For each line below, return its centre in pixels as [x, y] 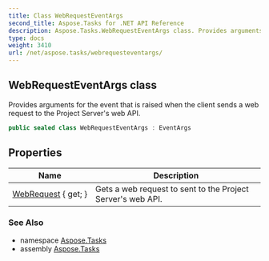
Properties [35, 153]
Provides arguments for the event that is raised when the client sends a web [134, 104]
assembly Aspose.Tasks [60, 248]
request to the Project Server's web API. [74, 113]
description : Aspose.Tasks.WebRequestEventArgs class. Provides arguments [136, 30]
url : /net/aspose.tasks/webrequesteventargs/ [85, 53]
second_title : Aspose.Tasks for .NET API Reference [96, 23]
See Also [26, 223]
